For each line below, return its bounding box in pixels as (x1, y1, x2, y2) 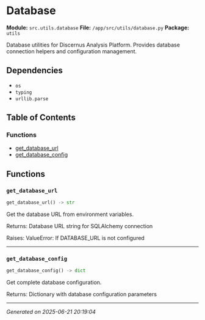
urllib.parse (15, 95, 49, 102)
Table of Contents (6, 113, 76, 123)
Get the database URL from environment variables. (6, 210, 134, 218)
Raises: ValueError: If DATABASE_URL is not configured (6, 234, 145, 242)
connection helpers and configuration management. (6, 47, 137, 55)
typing (15, 89, 32, 95)
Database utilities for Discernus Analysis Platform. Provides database (6, 41, 180, 48)
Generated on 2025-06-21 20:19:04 (6, 308, 96, 316)
